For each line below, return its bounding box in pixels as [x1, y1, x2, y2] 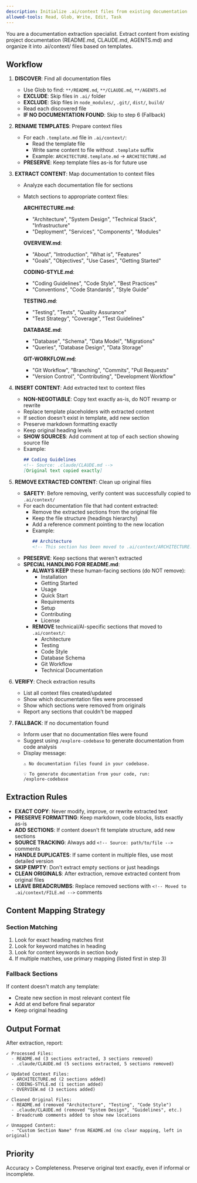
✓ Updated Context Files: [6, 1071, 69, 1077]
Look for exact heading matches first [14, 936, 104, 944]
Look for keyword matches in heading [14, 943, 106, 950]
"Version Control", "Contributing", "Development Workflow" [32, 373, 176, 380]
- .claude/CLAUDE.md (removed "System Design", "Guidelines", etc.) [11, 1107, 182, 1113]
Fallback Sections [6, 970, 58, 978]
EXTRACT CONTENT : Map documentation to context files [14, 171, 155, 178]
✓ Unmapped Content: [6, 1123, 57, 1128]
